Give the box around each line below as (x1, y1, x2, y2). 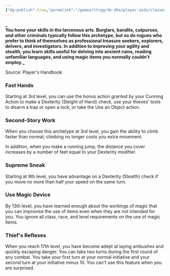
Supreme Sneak (5, 162, 46, 169)
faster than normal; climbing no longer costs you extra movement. (5, 134, 143, 140)
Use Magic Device (5, 191, 51, 198)
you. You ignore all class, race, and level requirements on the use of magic (5, 213, 160, 220)
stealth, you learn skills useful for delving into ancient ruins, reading (5, 48, 152, 54)
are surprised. (5, 265, 34, 271)
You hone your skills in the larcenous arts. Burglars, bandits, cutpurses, (5, 26, 159, 33)
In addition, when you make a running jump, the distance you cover (5, 143, 145, 150)
